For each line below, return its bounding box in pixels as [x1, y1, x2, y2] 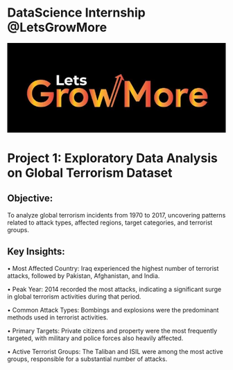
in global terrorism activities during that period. [7, 292, 141, 301]
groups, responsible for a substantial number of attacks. [7, 355, 168, 363]
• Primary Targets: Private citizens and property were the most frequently [7, 326, 218, 335]
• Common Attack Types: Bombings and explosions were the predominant [7, 306, 219, 314]
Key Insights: [7, 246, 66, 258]
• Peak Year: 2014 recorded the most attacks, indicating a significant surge [7, 285, 222, 293]
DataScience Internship [7, 5, 146, 21]
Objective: [7, 193, 53, 204]
